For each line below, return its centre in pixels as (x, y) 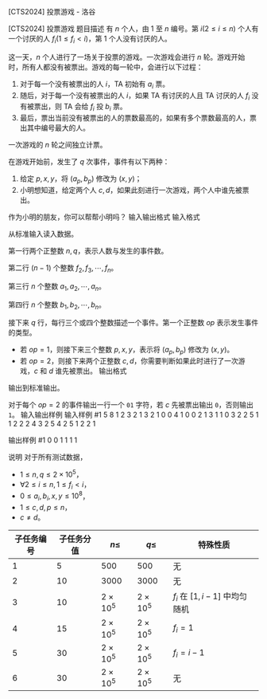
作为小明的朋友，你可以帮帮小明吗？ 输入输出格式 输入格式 (104, 217)
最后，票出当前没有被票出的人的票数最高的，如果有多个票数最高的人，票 (138, 118)
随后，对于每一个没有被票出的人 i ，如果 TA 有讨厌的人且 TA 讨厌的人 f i (135, 96)
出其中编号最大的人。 (54, 128)
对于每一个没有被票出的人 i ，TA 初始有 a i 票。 (94, 84)
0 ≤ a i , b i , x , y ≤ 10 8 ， (54, 496)
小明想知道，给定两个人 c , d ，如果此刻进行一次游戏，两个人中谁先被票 (134, 190)
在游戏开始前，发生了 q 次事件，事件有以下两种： (89, 162)
